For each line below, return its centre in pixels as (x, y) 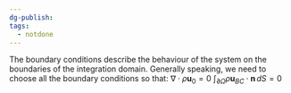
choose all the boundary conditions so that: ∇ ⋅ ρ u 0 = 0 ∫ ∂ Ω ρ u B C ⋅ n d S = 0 (146, 80)
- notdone (35, 34)
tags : (19, 26)
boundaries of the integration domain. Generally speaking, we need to (138, 69)
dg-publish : (31, 17)
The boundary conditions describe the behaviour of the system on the (138, 60)
